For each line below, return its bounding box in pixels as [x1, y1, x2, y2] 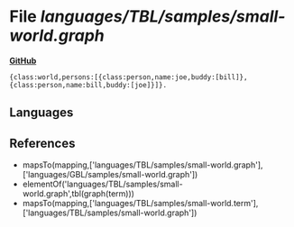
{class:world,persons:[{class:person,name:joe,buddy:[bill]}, [9, 72, 248, 82]
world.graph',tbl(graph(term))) [22, 188, 135, 199]
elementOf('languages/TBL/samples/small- [22, 178, 183, 190]
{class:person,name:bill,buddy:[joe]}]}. [9, 80, 168, 89]
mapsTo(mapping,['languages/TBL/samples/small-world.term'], [22, 198, 259, 209]
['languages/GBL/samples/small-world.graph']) [22, 169, 198, 180]
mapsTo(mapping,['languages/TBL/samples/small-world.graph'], [22, 159, 263, 170]
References [9, 135, 76, 150]
